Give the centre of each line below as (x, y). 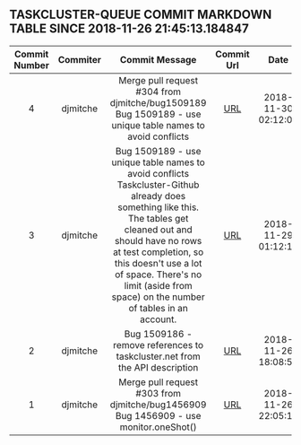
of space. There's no (159, 275)
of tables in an (158, 308)
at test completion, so (159, 252)
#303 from (159, 393)
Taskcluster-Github (158, 185)
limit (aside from (158, 285)
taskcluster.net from (159, 356)
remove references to (159, 345)
